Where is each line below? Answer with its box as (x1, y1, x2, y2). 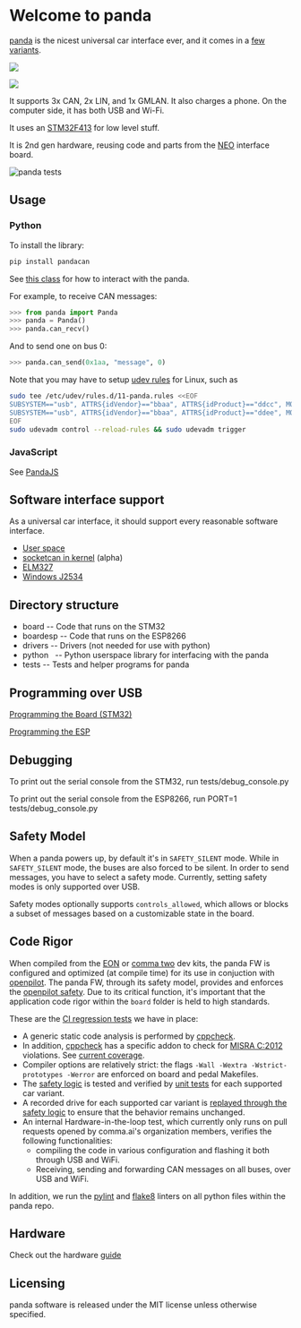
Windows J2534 (21, 571, 83, 582)
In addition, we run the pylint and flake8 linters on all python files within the (9, 1190, 287, 1201)
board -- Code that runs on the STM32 (21, 621, 166, 632)
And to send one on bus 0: (9, 341, 107, 352)
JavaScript (9, 446, 58, 458)
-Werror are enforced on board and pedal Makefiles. (66, 1068, 259, 1079)
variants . (9, 44, 42, 55)
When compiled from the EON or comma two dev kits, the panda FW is (9, 957, 271, 968)
